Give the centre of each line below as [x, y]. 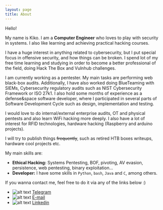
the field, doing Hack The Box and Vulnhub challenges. [60, 68]
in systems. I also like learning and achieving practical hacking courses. [77, 43]
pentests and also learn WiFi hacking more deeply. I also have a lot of [75, 118]
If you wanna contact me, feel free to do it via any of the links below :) [75, 183]
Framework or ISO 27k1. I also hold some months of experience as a [74, 93]
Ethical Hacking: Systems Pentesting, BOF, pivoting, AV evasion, [78, 162]
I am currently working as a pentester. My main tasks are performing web [79, 78]
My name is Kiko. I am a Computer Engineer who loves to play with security [82, 38]
